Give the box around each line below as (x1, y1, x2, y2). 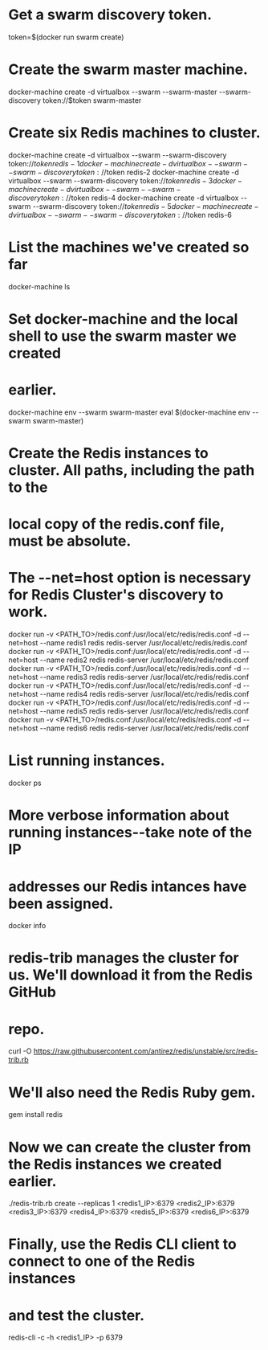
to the (8, 478, 48, 497)
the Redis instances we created (8, 1155, 222, 1173)
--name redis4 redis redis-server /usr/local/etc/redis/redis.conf (39, 689, 250, 699)
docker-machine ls (8, 281, 71, 291)
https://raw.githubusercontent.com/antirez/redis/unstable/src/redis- (33, 1046, 258, 1056)
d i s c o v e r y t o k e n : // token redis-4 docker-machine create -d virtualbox (8, 193, 239, 202)
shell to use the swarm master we (8, 327, 237, 345)
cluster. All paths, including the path (8, 461, 255, 480)
